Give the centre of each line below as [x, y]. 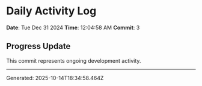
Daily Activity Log [51, 11]
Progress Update [38, 46]
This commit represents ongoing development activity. [74, 60]
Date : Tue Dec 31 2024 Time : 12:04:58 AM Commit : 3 [73, 27]
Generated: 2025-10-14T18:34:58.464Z [55, 78]
